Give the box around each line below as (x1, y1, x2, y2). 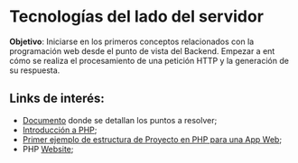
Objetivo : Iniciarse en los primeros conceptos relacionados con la (9, 36, 255, 47)
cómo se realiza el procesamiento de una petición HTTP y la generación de (9, 55, 289, 66)
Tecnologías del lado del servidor (9, 6, 265, 27)
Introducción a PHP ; (22, 124, 98, 135)
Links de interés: (9, 91, 106, 106)
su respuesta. (9, 65, 61, 76)
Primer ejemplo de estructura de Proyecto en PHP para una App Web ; (22, 133, 283, 145)
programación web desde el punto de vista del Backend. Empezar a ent (9, 45, 275, 56)
